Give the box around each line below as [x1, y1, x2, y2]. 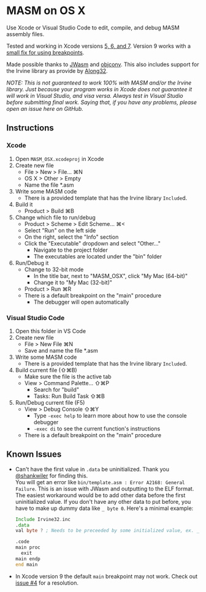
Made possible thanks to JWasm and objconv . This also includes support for [6, 61, 199, 68]
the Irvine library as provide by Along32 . [6, 67, 109, 74]
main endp [15, 555, 41, 562]
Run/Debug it [15, 259, 49, 266]
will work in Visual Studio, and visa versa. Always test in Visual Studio [6, 92, 183, 99]
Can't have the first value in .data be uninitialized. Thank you [15, 465, 170, 473]
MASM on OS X [6, 4, 86, 18]
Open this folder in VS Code [15, 327, 86, 334]
